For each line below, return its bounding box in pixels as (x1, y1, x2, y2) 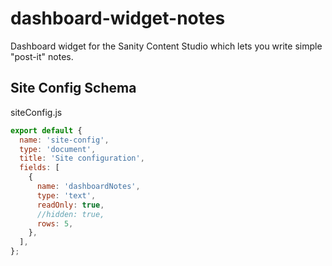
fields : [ (19, 163, 60, 173)
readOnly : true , (36, 200, 105, 210)
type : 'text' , (36, 190, 97, 201)
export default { (10, 125, 83, 136)
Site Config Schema (10, 80, 137, 97)
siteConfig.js (10, 106, 63, 118)
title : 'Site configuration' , (19, 153, 145, 164)
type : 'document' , (19, 144, 97, 154)
